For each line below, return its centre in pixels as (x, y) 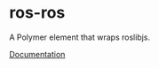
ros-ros (37, 13)
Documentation (37, 54)
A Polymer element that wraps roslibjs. (80, 37)
